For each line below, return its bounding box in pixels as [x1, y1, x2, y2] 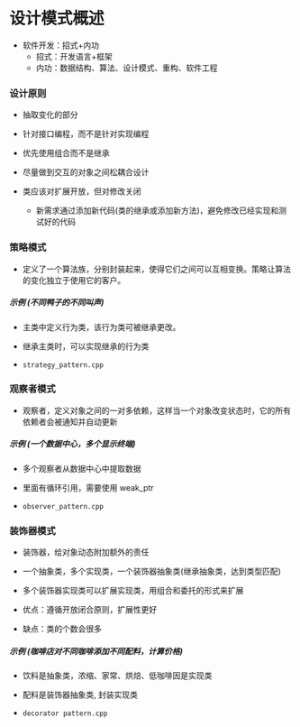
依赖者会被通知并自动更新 [22, 416, 118, 427]
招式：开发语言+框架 [35, 51, 113, 61]
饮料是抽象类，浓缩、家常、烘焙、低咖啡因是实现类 [22, 670, 213, 681]
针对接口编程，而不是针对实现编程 [22, 128, 150, 140]
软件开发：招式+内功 [22, 40, 100, 51]
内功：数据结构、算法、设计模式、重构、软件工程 [35, 62, 218, 73]
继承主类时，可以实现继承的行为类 [22, 340, 150, 352]
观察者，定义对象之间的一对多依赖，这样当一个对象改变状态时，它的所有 [22, 405, 291, 416]
